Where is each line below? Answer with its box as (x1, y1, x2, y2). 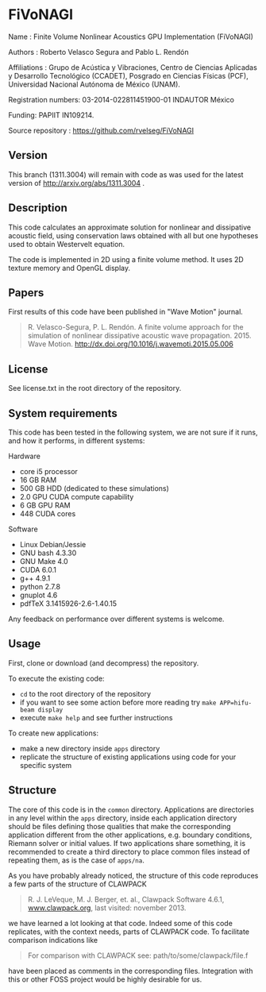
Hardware (8, 451, 41, 461)
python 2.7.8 (19, 582, 61, 591)
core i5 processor (19, 467, 78, 476)
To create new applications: (8, 728, 99, 738)
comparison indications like (8, 935, 98, 944)
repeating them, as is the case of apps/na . (8, 855, 145, 865)
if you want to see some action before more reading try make (19, 697, 217, 707)
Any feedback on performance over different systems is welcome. (8, 614, 225, 623)
